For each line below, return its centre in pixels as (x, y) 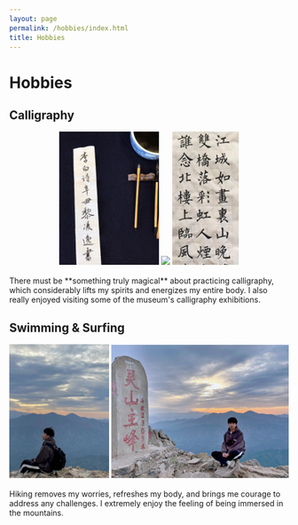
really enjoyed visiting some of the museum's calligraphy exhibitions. (135, 300)
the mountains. (36, 513)
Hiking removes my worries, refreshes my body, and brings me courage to (145, 494)
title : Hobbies (37, 37)
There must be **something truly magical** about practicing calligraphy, (142, 281)
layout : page (33, 19)
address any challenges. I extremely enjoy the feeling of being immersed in (146, 503)
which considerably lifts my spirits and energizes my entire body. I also (138, 290)
